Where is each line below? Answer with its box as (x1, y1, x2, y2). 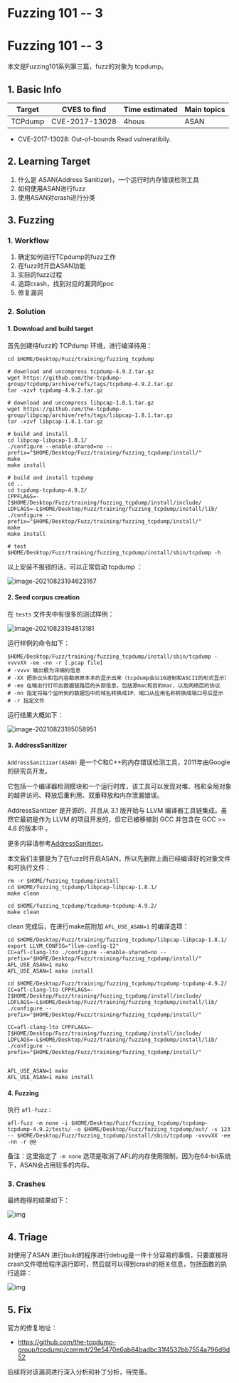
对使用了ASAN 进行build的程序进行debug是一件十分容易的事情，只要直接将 (7, 1251, 228, 1260)
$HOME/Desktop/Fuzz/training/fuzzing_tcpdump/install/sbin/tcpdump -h (7, 549, 221, 556)
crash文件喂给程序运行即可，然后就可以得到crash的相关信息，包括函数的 (7, 1260, 221, 1268)
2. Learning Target (7, 156, 91, 168)
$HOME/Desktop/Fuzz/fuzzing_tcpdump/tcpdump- (70, 1120, 208, 1127)
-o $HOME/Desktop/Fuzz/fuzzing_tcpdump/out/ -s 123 (74, 1126, 231, 1133)
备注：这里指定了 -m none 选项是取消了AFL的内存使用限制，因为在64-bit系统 (7, 1152, 231, 1160)
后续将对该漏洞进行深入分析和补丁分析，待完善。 (7, 1368, 151, 1377)
